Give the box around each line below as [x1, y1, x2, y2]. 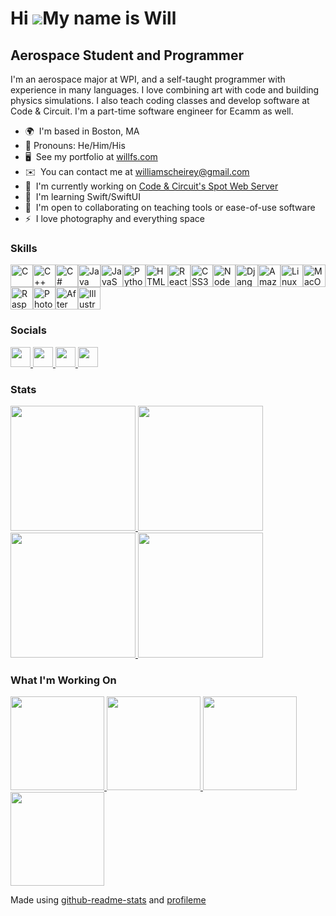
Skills [10, 241, 38, 255]
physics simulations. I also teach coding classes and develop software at [10, 95, 310, 106]
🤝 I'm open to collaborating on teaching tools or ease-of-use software [24, 202, 316, 213]
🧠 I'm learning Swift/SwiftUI [24, 191, 141, 202]
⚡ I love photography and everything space [24, 213, 205, 224]
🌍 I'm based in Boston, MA [24, 125, 140, 137]
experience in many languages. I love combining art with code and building [10, 84, 320, 96]
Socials [10, 323, 47, 337]
